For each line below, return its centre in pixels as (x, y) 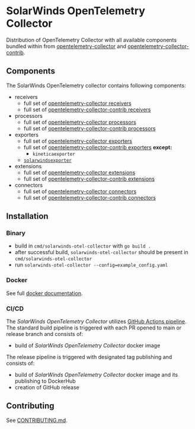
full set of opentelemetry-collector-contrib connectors (89, 197)
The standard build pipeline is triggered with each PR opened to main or (94, 328)
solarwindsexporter (48, 160)
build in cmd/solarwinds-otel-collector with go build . (83, 246)
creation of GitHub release (47, 388)
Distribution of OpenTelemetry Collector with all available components (91, 40)
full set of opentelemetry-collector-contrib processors (89, 128)
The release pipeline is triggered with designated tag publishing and (89, 357)
